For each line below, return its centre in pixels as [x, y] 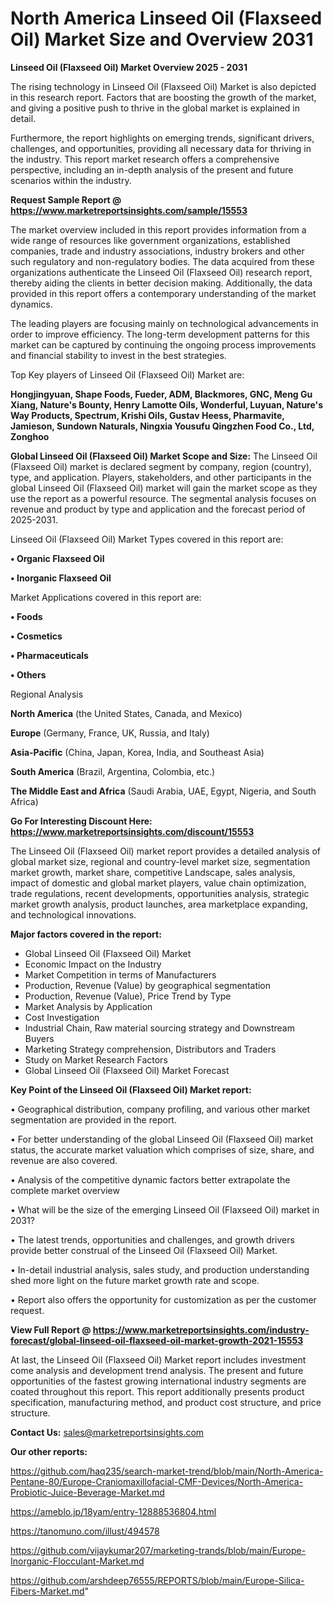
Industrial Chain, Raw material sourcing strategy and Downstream [159, 1028]
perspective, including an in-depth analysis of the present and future [152, 169]
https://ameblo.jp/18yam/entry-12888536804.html [113, 1511]
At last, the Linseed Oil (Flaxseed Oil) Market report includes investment [158, 1359]
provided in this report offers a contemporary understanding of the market [163, 293]
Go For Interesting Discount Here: [81, 821]
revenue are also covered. [64, 1160]
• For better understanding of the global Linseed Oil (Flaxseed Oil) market [162, 1139]
